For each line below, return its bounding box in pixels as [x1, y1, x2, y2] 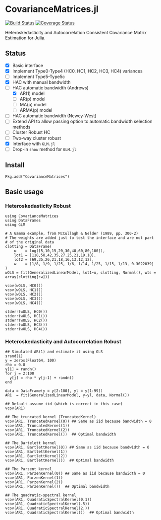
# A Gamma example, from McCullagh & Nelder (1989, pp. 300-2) [5, 231, 139, 236]
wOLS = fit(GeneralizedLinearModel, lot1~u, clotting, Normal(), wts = [5, 270, 156, 275]
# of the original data [5, 240, 54, 245]
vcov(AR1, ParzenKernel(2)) [5, 480, 63, 485]
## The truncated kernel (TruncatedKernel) [5, 415, 97, 420]
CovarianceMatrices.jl [5, 3, 99, 15]
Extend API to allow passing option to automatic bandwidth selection [12, 118, 153, 125]
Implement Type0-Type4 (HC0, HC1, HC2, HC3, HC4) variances [12, 68, 143, 74]
